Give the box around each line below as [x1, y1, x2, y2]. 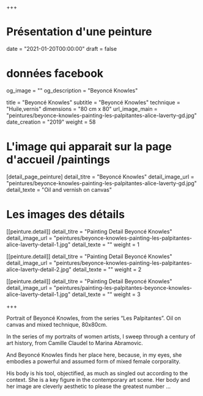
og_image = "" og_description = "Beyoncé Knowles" [6, 86, 138, 94]
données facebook [6, 67, 104, 80]
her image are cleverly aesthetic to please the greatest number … [6, 383, 171, 390]
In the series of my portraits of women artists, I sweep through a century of [6, 332, 196, 340]
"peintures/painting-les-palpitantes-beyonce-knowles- [53, 284, 193, 291]
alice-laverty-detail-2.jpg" [6, 265, 72, 273]
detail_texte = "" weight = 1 [72, 240, 139, 248]
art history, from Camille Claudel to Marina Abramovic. [6, 339, 143, 346]
